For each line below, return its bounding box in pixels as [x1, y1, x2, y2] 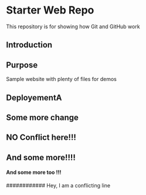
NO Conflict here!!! [6, 133, 76, 143]
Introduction [6, 40, 53, 50]
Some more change [6, 112, 79, 122]
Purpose [6, 60, 38, 70]
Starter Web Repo [6, 4, 94, 17]
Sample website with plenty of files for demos [6, 76, 117, 83]
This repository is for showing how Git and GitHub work [6, 23, 140, 30]
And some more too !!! [6, 169, 62, 176]
